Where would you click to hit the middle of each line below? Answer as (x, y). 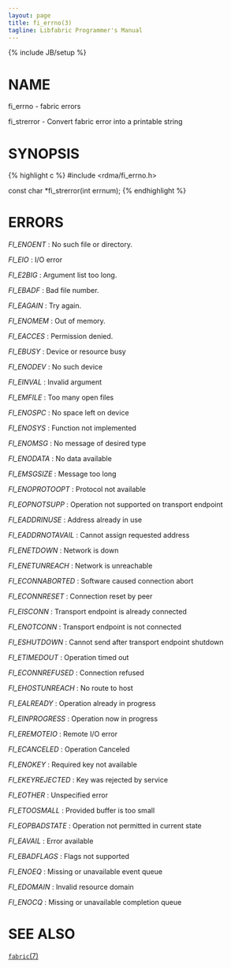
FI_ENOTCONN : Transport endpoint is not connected (95, 627)
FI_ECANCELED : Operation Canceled (69, 749)
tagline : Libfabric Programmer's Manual (76, 30)
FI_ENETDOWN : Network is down (63, 550)
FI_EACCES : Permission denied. (61, 336)
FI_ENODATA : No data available (60, 459)
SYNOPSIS (44, 154)
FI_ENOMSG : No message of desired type (77, 444)
